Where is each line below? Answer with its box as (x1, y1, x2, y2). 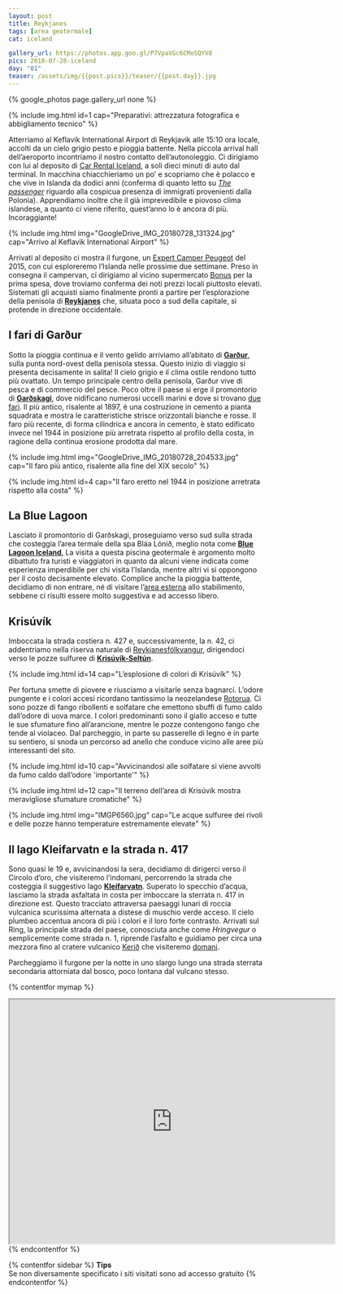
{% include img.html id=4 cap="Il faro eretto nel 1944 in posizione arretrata (8, 476, 261, 486)
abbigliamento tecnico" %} (8, 119, 98, 129)
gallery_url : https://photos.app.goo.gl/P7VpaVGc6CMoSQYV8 (8, 50, 213, 58)
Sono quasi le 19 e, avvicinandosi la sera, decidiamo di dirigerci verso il (8, 864, 246, 874)
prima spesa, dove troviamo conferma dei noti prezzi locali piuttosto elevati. (8, 279, 263, 288)
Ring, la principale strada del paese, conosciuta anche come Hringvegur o (8, 925, 257, 934)
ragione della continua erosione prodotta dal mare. (8, 436, 178, 446)
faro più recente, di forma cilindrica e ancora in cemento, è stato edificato (8, 419, 255, 428)
